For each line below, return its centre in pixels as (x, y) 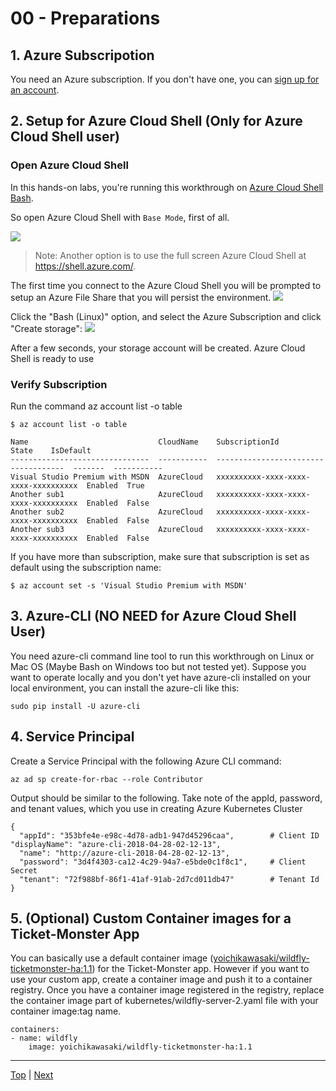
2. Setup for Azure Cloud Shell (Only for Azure (156, 121)
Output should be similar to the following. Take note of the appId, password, (166, 798)
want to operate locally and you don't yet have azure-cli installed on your (161, 677)
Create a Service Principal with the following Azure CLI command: (146, 761)
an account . (35, 90)
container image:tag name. (66, 1011)
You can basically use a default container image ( (112, 958)
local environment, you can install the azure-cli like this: (125, 688)
